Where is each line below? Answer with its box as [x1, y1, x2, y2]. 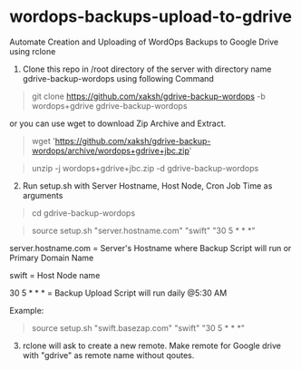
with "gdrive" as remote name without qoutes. [22, 349, 195, 360]
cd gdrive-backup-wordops [31, 207, 136, 219]
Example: [9, 305, 44, 316]
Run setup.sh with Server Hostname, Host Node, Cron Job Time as [22, 180, 273, 191]
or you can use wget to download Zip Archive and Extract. [9, 118, 227, 129]
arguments [22, 190, 63, 200]
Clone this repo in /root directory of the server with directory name [22, 63, 272, 74]
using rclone [9, 45, 56, 56]
